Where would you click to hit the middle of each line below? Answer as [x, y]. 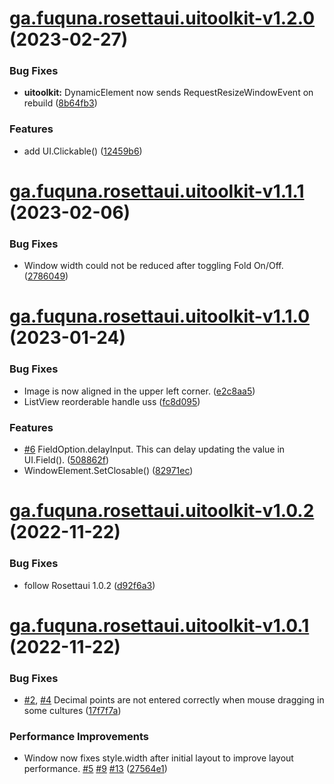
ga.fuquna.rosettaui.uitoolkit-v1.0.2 [162, 511]
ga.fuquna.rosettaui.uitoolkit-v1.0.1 [159, 625]
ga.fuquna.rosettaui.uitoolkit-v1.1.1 [157, 191]
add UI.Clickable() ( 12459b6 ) [83, 151]
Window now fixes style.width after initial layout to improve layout [158, 758]
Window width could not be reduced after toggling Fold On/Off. [153, 266]
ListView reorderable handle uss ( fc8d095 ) [112, 401]
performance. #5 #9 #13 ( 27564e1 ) [95, 769]
